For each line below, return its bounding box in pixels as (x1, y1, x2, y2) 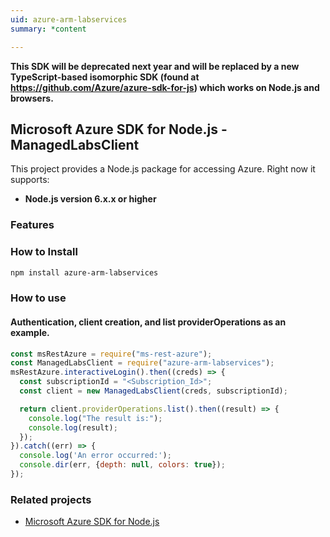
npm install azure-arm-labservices (10, 267, 159, 278)
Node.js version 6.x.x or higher (24, 193, 157, 205)
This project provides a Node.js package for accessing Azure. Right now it (10, 163, 316, 175)
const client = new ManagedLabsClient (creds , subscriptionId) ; (19, 386, 288, 396)
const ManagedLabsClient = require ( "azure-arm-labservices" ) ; (10, 358, 275, 368)
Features (10, 218, 55, 232)
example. (10, 326, 50, 338)
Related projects (10, 492, 92, 506)
